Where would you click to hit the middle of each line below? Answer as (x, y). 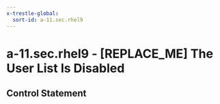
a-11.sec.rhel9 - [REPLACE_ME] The (110, 54)
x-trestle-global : (32, 13)
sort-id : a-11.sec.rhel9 (48, 20)
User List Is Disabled (66, 68)
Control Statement (46, 93)
